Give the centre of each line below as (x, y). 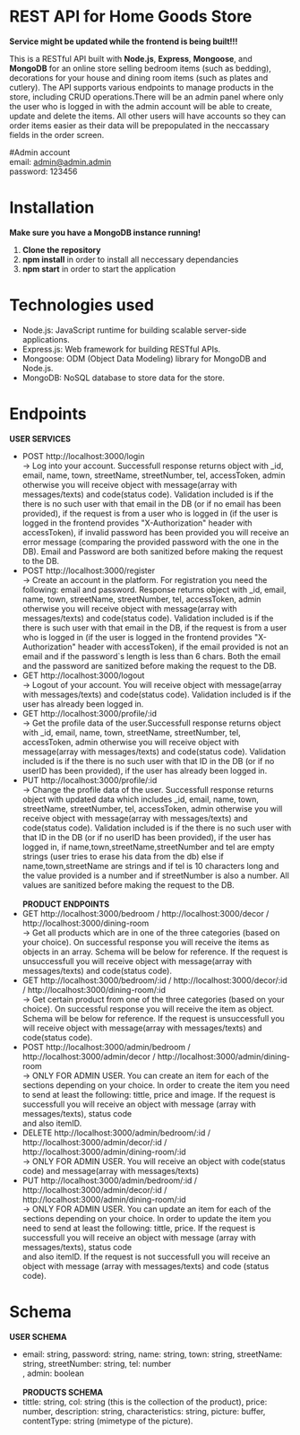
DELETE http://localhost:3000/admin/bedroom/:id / (116, 1133)
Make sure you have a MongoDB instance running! (105, 232)
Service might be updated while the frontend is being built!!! (124, 41)
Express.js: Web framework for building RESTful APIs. (121, 349)
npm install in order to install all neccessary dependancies (130, 259)
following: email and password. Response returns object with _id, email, (154, 589)
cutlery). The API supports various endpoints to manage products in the (141, 87)
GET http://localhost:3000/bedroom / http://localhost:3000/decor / (146, 913)
